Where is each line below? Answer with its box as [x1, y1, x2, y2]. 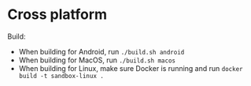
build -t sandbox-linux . [18, 72, 104, 80]
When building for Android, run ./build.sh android [18, 47, 185, 56]
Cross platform [7, 6, 108, 24]
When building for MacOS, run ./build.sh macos [18, 55, 176, 65]
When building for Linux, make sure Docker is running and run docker [18, 63, 243, 73]
